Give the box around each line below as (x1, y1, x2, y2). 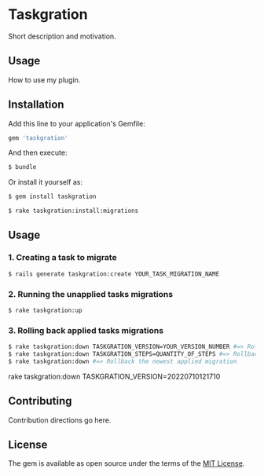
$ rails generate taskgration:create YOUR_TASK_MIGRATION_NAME (8, 269, 220, 278)
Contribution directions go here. (8, 415, 112, 425)
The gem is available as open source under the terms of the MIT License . (8, 459, 245, 468)
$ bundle (8, 163, 37, 171)
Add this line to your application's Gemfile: (8, 119, 145, 128)
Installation (8, 98, 64, 112)
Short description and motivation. (8, 31, 116, 41)
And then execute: (8, 148, 68, 158)
